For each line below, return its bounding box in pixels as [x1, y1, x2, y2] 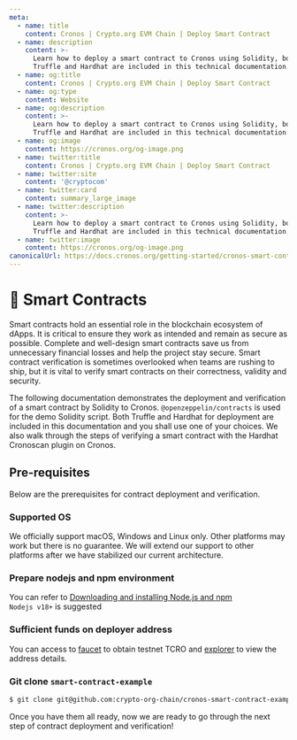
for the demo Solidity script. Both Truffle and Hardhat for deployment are [9, 411, 274, 421]
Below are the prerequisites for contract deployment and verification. [9, 489, 261, 499]
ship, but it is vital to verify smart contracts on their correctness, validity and [9, 366, 287, 376]
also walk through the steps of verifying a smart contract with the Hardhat [9, 430, 278, 441]
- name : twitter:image [17, 235, 101, 244]
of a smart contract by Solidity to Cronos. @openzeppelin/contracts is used [9, 402, 281, 412]
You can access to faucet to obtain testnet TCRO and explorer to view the [9, 644, 277, 654]
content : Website [25, 95, 89, 104]
